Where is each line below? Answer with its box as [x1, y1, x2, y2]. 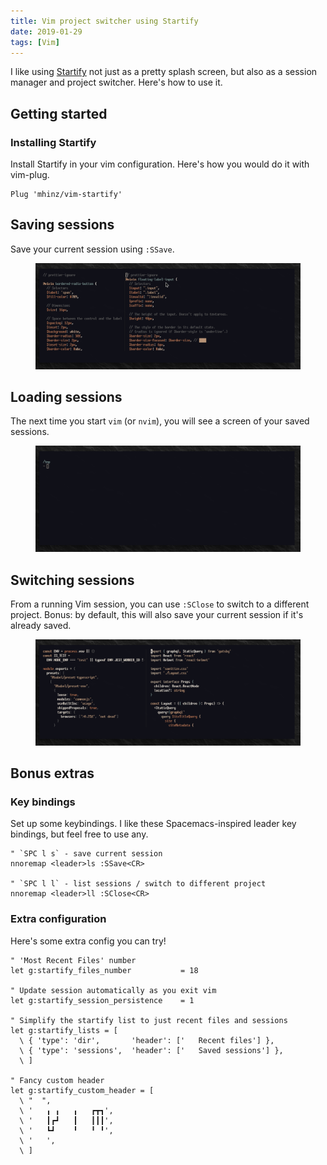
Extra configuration [10, 912, 107, 926]
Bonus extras [10, 765, 95, 782]
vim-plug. [10, 169, 50, 181]
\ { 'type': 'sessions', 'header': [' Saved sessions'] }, [19, 1045, 284, 1055]
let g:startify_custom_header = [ [10, 1085, 155, 1095]
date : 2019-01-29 [10, 26, 83, 37]
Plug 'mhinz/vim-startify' [10, 190, 123, 200]
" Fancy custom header [10, 1075, 105, 1085]
